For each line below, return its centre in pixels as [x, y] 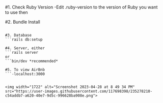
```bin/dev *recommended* [31, 61]
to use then [16, 12]
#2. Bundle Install [23, 22]
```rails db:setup [24, 39]
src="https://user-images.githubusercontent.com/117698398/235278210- [79, 91]
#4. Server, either [25, 48]
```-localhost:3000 [25, 74]
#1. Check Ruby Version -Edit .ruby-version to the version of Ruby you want [81, 7]
